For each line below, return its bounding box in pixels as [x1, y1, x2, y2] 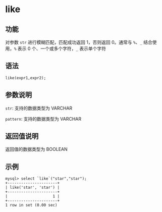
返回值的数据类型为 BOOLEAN [5, 146, 68, 152]
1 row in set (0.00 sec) [5, 203, 58, 208]
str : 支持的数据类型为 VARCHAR [5, 105, 73, 111]
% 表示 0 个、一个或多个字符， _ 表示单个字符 [14, 45, 106, 51]
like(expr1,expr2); [5, 75, 46, 80]
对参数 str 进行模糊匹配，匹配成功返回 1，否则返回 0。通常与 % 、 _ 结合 [5, 39, 152, 45]
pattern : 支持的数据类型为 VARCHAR [5, 116, 82, 122]
